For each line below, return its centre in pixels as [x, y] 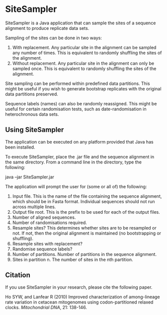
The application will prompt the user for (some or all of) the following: [76, 186]
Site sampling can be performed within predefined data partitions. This [78, 83]
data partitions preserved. [32, 94]
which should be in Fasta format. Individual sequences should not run [83, 201]
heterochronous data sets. [32, 114]
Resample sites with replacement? [47, 243]
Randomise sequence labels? [42, 249]
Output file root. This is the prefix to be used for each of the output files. [86, 212]
